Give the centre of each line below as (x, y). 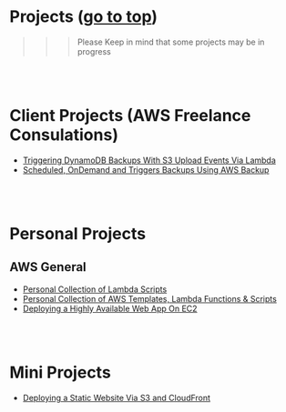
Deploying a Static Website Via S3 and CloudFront (117, 397)
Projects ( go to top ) (83, 17)
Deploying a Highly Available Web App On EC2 (110, 308)
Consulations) (64, 135)
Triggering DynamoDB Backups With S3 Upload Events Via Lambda (149, 160)
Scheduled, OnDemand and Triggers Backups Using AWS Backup (146, 169)
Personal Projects (78, 234)
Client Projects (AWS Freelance (130, 116)
